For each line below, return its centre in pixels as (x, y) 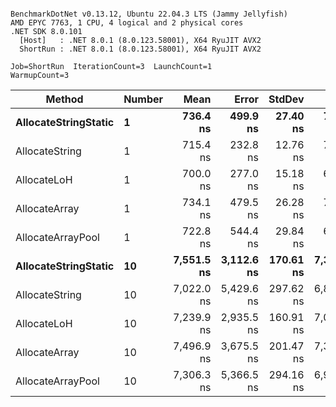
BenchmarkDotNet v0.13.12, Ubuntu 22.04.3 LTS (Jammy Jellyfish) (149, 14)
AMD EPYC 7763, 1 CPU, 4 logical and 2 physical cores (127, 23)
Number (143, 99)
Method (64, 99)
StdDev (286, 99)
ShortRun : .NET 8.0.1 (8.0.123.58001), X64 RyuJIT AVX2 (140, 49)
